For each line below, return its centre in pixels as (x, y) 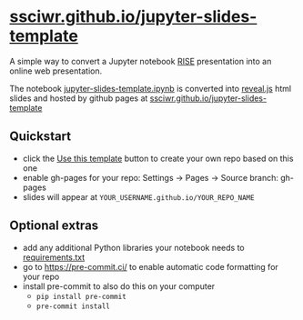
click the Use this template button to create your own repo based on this (158, 158)
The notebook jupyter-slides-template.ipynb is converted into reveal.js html (151, 88)
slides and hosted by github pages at (79, 98)
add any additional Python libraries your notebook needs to (134, 247)
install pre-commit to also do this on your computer (119, 286)
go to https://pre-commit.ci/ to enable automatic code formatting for (151, 266)
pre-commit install (73, 306)
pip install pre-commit (81, 296)
